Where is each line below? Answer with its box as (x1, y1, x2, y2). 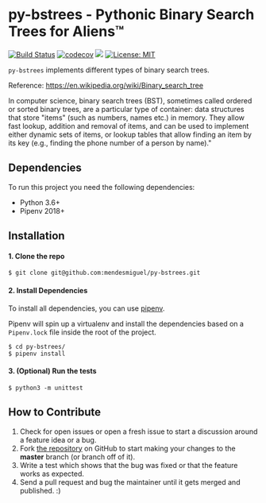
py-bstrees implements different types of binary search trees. (8, 65, 210, 75)
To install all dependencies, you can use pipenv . (8, 304, 165, 313)
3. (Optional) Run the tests (8, 366, 97, 376)
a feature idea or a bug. (19, 435, 97, 444)
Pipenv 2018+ (19, 206, 65, 215)
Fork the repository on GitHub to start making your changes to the (19, 443, 236, 453)
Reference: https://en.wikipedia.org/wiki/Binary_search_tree (8, 80, 204, 90)
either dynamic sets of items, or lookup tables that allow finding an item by (8, 130, 253, 139)
